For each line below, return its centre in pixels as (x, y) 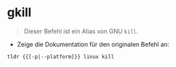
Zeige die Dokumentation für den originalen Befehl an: (93, 44)
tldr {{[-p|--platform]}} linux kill (61, 57)
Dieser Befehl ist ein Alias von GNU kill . (81, 31)
